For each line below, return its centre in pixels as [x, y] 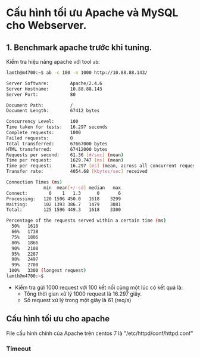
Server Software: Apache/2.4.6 [54, 83]
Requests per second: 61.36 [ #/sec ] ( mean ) [65, 155]
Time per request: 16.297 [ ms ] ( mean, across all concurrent [92, 166]
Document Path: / [40, 105]
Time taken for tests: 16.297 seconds [57, 127]
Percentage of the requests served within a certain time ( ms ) [86, 221]
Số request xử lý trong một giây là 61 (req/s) [77, 300]
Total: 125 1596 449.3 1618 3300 [63, 210]
